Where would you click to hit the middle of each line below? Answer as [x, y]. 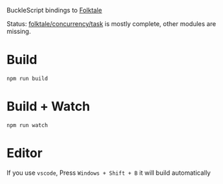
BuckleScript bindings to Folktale [54, 10]
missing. [19, 31]
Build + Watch [48, 107]
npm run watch [28, 125]
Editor [25, 153]
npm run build [28, 78]
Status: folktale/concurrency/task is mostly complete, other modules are [111, 24]
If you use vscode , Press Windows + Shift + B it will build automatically [109, 173]
